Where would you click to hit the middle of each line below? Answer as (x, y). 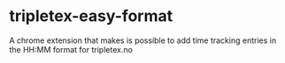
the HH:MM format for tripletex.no (71, 49)
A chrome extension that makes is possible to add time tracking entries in (143, 40)
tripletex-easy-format (91, 16)
